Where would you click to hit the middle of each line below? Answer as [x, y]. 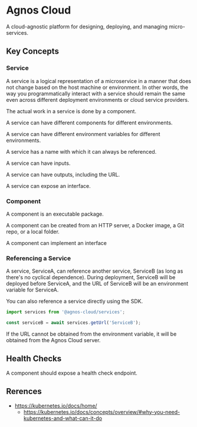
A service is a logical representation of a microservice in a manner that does [99, 81]
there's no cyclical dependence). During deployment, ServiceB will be [91, 277]
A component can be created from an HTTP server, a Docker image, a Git [95, 225]
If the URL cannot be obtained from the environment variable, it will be [91, 334]
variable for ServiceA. [32, 290]
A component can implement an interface [57, 243]
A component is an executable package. [55, 214]
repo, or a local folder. [33, 231]
